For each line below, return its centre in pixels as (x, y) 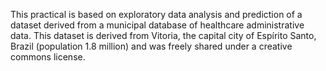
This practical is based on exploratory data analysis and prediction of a (156, 14)
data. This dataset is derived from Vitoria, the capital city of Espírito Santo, (163, 35)
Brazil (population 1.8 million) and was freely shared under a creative (151, 46)
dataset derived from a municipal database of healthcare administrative (157, 25)
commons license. (48, 57)
